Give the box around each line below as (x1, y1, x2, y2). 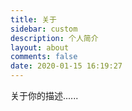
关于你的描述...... (10, 90, 79, 101)
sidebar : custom (10, 24, 78, 34)
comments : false (10, 52, 78, 62)
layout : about (10, 42, 70, 53)
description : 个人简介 (10, 33, 99, 43)
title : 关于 (10, 14, 57, 25)
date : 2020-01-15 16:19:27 (10, 61, 123, 71)
